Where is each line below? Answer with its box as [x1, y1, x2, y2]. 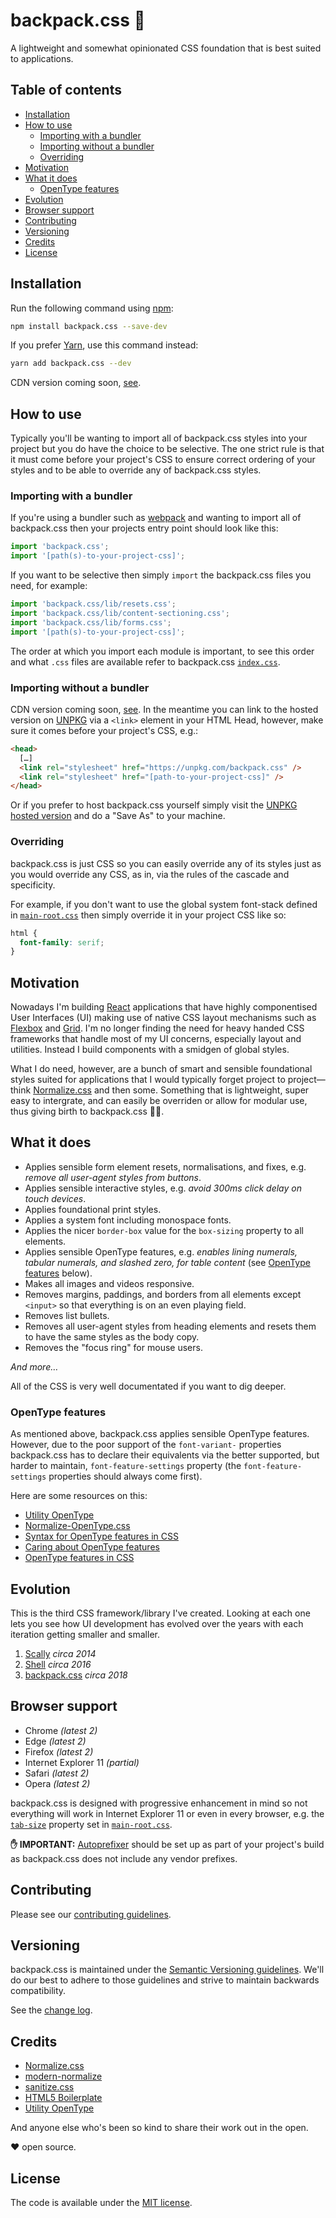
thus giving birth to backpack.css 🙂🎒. [10, 1105, 165, 1118]
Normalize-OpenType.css [24, 1520, 131, 1532]
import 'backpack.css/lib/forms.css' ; [10, 617, 172, 628]
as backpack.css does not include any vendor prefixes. [10, 1852, 238, 1864]
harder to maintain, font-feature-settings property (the [10, 1460, 242, 1472]
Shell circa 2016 [24, 1659, 92, 1670]
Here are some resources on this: [10, 1490, 148, 1502]
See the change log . [10, 2004, 93, 2016]
